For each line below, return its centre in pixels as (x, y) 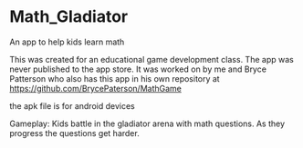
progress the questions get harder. (74, 133)
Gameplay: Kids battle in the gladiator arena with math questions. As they (147, 123)
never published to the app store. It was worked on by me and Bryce (138, 69)
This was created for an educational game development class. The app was (151, 59)
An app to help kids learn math (67, 42)
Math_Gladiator (69, 17)
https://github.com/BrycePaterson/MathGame (96, 88)
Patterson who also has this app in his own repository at (115, 78)
